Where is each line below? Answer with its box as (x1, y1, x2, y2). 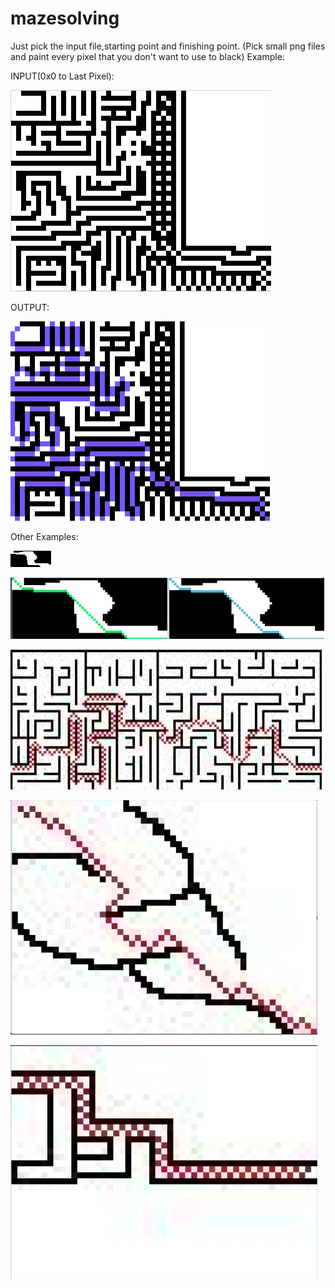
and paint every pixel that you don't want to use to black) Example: (10, 50, 285, 62)
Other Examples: (10, 530, 79, 542)
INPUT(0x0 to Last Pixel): (10, 70, 115, 82)
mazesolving (10, 7, 120, 30)
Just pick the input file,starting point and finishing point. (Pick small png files (10, 40, 326, 52)
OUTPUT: (10, 301, 50, 313)
